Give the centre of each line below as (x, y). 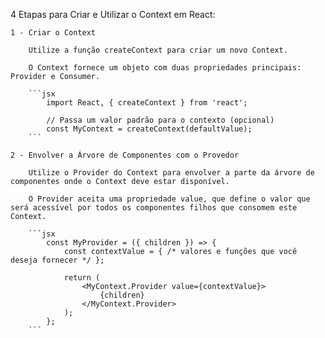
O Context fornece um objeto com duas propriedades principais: (165, 68)
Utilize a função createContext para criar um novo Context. (158, 50)
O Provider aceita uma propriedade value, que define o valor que (169, 199)
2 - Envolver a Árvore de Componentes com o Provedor (125, 155)
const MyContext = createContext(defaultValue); (149, 129)
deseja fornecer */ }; (57, 260)
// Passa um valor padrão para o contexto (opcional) (160, 120)
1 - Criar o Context (53, 33)
